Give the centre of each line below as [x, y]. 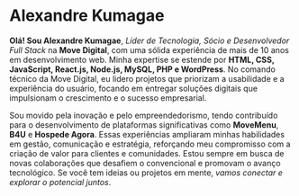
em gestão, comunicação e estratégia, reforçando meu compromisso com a [150, 144]
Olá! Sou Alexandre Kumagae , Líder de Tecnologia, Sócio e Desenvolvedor [149, 40]
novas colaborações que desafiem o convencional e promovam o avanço [145, 163]
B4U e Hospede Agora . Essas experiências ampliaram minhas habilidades [147, 134]
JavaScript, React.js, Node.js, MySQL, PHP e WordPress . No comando [143, 69]
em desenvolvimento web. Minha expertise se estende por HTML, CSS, [142, 59]
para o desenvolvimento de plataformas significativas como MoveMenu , [144, 125]
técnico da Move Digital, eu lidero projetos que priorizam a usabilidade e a [147, 78]
